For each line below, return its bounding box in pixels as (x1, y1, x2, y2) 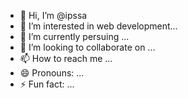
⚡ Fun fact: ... (19, 78, 75, 90)
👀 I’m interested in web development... (19, 20, 178, 32)
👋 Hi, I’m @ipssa (19, 10, 88, 21)
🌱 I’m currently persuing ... (19, 31, 130, 42)
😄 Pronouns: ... (19, 67, 85, 79)
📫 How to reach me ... (19, 53, 113, 64)
